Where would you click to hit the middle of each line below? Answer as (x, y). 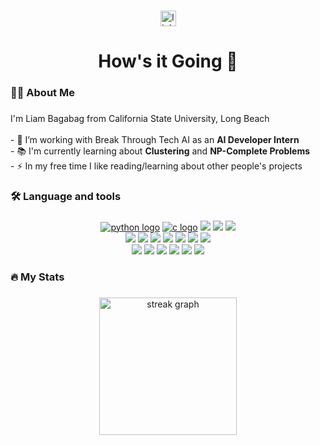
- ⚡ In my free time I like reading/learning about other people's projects (156, 166)
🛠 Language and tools (66, 196)
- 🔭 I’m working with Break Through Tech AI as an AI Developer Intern (155, 139)
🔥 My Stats (37, 277)
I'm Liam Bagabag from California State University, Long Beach (140, 118)
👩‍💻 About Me (42, 93)
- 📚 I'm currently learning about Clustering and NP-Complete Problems (160, 151)
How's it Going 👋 (168, 61)
